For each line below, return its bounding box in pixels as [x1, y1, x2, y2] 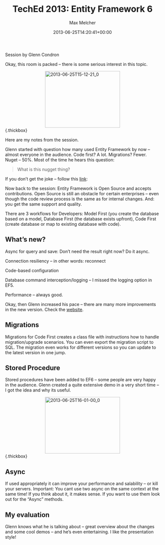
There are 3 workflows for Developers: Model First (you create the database [5, 211, 159, 216]
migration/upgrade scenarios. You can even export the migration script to [5, 339, 154, 345]
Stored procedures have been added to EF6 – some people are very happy [5, 377, 156, 383]
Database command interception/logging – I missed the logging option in [5, 277, 152, 283]
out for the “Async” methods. [5, 496, 64, 502]
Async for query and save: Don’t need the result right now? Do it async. [5, 248, 150, 254]
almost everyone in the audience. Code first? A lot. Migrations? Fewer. [5, 151, 147, 157]
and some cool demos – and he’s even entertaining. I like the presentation [5, 529, 154, 535]
